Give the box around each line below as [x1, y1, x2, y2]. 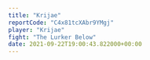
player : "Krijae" [8, 26, 65, 34]
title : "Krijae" [8, 11, 61, 19]
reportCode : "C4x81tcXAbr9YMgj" [8, 19, 114, 26]
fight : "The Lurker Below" [8, 33, 97, 41]
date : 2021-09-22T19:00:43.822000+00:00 [8, 41, 143, 48]
